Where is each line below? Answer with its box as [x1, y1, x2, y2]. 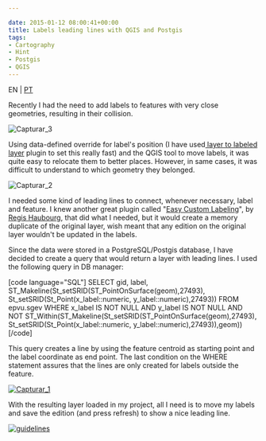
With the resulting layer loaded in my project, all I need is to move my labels [8, 400, 256, 409]
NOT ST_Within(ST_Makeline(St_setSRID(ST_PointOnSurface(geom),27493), [8, 311, 257, 321]
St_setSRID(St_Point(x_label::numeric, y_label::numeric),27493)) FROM [8, 294, 240, 303]
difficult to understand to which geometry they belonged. [8, 165, 195, 174]
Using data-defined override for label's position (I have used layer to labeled [8, 139, 258, 149]
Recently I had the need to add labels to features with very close [8, 100, 219, 110]
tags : [8, 33, 26, 41]
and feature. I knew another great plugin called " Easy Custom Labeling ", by [8, 204, 254, 213]
